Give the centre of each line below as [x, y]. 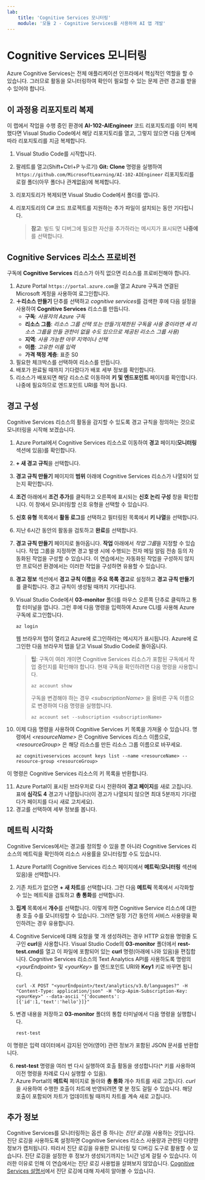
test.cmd [27, 951]
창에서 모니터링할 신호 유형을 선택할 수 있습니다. [92, 504]
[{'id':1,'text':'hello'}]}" [53, 1002]
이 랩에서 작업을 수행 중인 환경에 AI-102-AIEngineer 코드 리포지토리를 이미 [97, 126]
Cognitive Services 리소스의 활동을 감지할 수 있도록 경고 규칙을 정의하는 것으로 [101, 422]
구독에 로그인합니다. [39, 615]
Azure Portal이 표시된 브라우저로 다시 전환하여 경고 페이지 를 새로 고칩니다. [104, 786]
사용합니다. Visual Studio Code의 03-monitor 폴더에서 [110, 943]
